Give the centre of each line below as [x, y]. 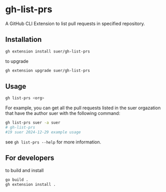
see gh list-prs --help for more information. [53, 142]
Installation [23, 40]
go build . [17, 180]
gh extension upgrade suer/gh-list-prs [48, 70]
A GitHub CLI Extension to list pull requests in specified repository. [75, 23]
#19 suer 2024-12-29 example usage [43, 132]
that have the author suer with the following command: [63, 113]
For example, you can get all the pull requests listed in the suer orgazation [83, 108]
